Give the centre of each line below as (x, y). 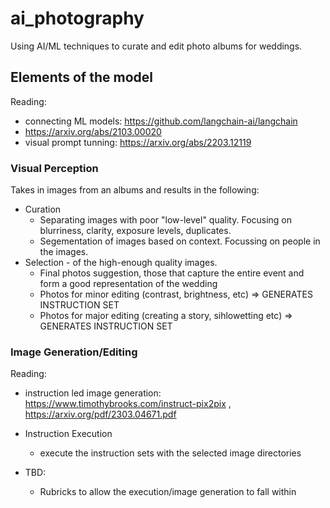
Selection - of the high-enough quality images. (121, 263)
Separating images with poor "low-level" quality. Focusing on (166, 220)
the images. (64, 252)
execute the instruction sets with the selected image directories (170, 453)
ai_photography (77, 18)
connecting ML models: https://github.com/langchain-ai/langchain (161, 121)
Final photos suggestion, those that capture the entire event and (172, 273)
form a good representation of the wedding (128, 284)
